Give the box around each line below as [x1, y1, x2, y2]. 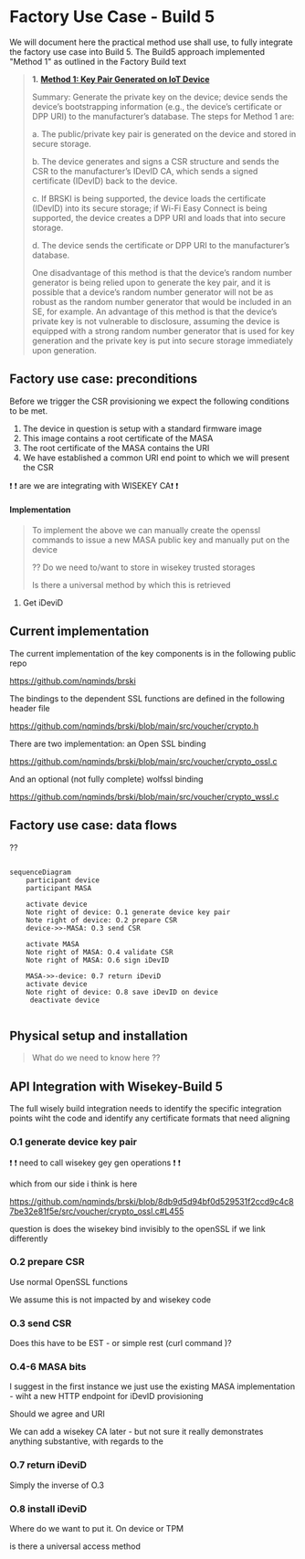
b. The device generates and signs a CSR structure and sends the [31, 155, 280, 166]
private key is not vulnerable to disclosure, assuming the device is [31, 315, 280, 326]
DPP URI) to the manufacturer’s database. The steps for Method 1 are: [31, 111, 295, 121]
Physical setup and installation [9, 1027, 188, 1043]
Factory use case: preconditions [9, 372, 198, 387]
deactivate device [29, 995, 100, 1005]
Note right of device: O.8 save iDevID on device [26, 987, 219, 996]
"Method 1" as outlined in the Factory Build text [9, 56, 187, 67]
